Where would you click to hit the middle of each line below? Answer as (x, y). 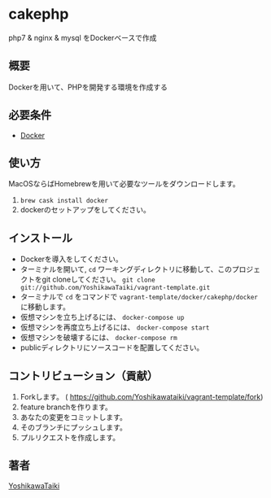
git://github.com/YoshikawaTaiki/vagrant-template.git (115, 288)
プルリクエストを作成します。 (70, 437)
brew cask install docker (64, 201)
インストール (41, 238)
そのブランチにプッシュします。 (74, 427)
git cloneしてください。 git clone (99, 280)
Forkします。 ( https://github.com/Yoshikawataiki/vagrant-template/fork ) (142, 397)
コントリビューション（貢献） (83, 376)
